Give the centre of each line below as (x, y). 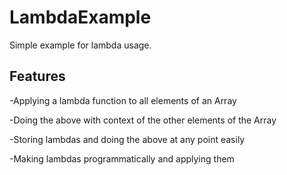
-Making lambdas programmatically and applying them (122, 158)
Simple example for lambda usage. (80, 45)
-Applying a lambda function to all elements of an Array (123, 100)
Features (37, 76)
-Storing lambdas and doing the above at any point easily (127, 139)
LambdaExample (80, 17)
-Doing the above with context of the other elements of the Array (143, 120)
